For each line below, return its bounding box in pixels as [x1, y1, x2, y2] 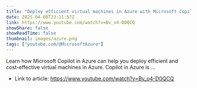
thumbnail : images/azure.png [6, 36, 77, 42]
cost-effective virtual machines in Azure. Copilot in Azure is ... [6, 63, 155, 70]
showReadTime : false [6, 31, 57, 36]
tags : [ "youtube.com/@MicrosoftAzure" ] [6, 42, 104, 48]
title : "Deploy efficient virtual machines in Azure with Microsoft [6, 8, 177, 15]
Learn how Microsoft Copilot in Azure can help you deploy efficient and [6, 57, 179, 65]
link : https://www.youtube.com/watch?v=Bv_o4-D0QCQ [6, 19, 135, 25]
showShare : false [6, 25, 49, 31]
